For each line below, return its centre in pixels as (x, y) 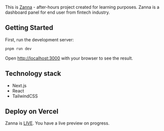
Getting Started (29, 28)
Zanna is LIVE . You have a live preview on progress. (57, 123)
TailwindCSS (25, 96)
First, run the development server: (40, 39)
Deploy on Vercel (32, 111)
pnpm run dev (18, 49)
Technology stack (33, 74)
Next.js (19, 85)
